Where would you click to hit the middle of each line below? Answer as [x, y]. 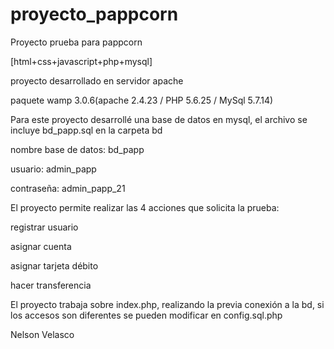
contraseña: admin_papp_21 [68, 188]
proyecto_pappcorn [94, 14]
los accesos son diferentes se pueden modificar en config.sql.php [146, 315]
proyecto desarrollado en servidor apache [97, 80]
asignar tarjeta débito [54, 265]
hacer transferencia [51, 285]
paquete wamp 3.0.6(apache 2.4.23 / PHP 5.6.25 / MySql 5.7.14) [142, 100]
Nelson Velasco [42, 334]
